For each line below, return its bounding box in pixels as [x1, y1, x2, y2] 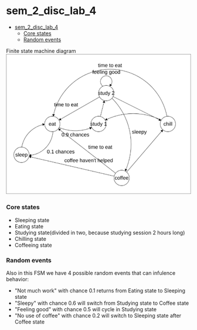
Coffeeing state [14, 241, 52, 248]
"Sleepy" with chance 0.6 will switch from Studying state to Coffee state [14, 299, 189, 307]
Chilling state [14, 235, 47, 242]
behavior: [6, 275, 29, 282]
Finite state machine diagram [6, 47, 76, 54]
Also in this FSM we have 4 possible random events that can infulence [6, 269, 176, 277]
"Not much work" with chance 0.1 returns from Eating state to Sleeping [14, 287, 186, 294]
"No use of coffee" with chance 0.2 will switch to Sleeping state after [14, 312, 182, 319]
